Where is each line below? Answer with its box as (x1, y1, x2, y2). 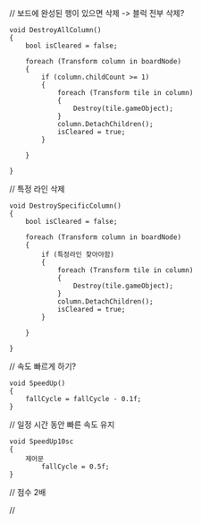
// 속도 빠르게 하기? (9, 361, 77, 372)
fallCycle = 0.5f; (41, 462, 110, 471)
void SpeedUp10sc (9, 437, 74, 446)
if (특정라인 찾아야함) (41, 250, 114, 259)
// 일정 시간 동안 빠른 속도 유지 (9, 419, 115, 430)
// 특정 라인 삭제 (9, 184, 65, 194)
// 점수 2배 (9, 487, 46, 497)
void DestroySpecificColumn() (9, 201, 122, 210)
